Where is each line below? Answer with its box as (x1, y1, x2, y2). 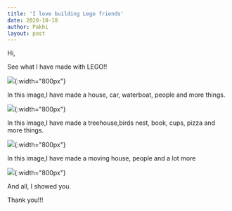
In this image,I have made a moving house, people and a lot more (7, 154, 196, 163)
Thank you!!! (7, 196, 44, 204)
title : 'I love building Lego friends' (7, 10, 124, 18)
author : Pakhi (7, 23, 49, 30)
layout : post (7, 29, 46, 37)
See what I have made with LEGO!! (7, 62, 108, 71)
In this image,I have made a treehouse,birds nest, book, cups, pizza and (7, 118, 216, 127)
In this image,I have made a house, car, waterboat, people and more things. (7, 90, 226, 99)
